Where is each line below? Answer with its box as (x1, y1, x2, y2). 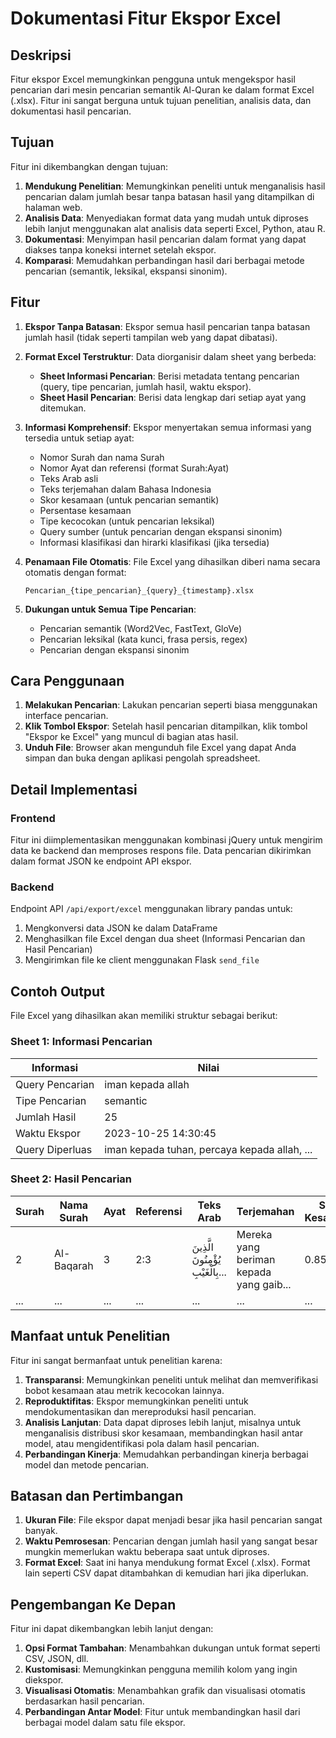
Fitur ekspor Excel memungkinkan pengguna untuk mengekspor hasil (10, 73, 296, 85)
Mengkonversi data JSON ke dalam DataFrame (24, 922, 218, 934)
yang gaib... (236, 1277, 292, 1291)
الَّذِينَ (191, 1240, 214, 1254)
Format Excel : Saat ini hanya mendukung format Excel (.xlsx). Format (24, 1557, 311, 1569)
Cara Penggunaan (10, 673, 125, 690)
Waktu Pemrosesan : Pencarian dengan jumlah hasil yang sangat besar (24, 1535, 318, 1547)
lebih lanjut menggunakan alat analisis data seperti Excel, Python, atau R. (24, 222, 326, 234)
